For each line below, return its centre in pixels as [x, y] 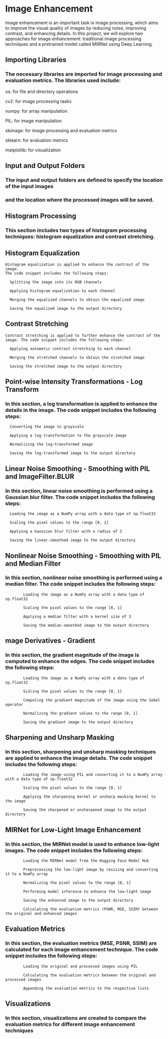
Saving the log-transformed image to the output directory [73, 453]
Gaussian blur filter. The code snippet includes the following [80, 497]
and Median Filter [33, 564]
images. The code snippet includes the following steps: [74, 850]
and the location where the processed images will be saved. [80, 200]
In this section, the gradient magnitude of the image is [72, 655]
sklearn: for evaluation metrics [37, 140]
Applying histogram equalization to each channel [62, 291]
